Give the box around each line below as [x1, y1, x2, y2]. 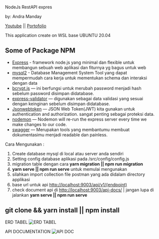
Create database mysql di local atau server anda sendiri [12, 150, 124, 156]
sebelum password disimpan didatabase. [12, 90, 95, 96]
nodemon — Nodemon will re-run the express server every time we [12, 116, 147, 122]
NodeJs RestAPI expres [5, 4, 52, 10]
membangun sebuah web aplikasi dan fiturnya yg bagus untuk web [12, 64, 146, 70]
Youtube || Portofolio [5, 23, 47, 29]
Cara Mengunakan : [5, 141, 45, 147]
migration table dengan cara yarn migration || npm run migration [12, 161, 143, 167]
